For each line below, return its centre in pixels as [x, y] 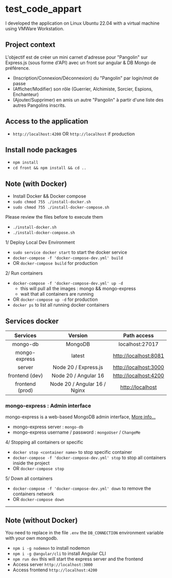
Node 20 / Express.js [78, 367]
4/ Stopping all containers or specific [44, 442]
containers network [33, 494]
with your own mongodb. [32, 538]
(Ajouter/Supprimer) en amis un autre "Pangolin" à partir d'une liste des [88, 100]
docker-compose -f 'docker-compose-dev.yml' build [68, 258]
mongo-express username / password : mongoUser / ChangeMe [77, 432]
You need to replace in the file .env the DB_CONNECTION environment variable [84, 533]
